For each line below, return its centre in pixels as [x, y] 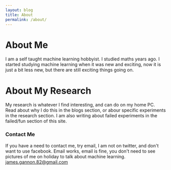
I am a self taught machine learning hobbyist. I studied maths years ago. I [83, 59]
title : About [19, 15]
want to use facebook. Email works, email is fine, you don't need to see [80, 151]
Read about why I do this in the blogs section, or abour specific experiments [86, 110]
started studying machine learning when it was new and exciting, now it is [83, 65]
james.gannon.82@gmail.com [37, 162]
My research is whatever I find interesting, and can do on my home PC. [80, 105]
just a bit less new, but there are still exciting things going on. [70, 70]
